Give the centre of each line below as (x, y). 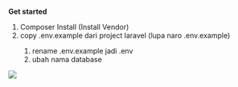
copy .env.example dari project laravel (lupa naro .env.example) (125, 36)
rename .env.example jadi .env (82, 51)
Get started (28, 12)
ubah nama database (67, 59)
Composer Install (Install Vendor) (74, 27)
